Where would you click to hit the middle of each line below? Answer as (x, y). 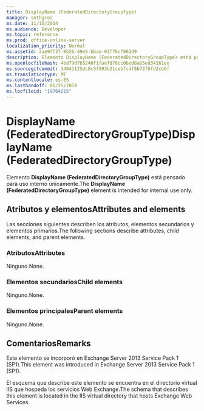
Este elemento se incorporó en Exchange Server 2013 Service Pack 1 (93, 358)
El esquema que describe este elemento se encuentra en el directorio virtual (102, 383)
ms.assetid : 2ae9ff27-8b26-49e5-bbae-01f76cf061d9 (72, 52)
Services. (18, 402)
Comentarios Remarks (49, 343)
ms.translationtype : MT (36, 74)
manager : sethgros (29, 18)
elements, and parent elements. (46, 237)
